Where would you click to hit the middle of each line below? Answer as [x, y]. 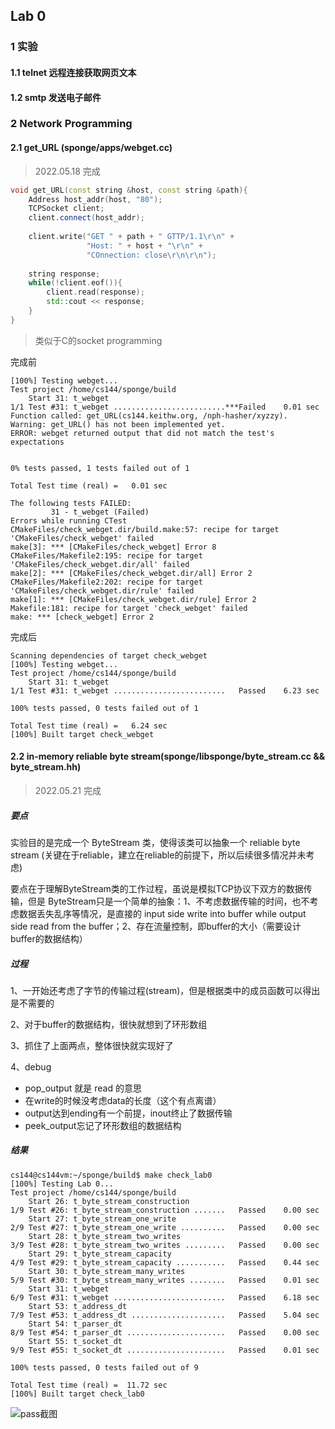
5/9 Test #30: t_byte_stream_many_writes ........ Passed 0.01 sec [165, 1280]
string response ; [64, 274]
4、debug [31, 1066]
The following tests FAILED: [71, 503]
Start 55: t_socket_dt [75, 1341]
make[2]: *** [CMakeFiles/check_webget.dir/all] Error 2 [131, 573]
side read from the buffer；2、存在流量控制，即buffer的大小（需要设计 [156, 926]
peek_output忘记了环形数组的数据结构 [103, 1125]
